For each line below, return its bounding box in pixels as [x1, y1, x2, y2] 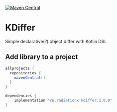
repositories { [9, 70, 41, 75]
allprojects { [5, 66, 35, 71]
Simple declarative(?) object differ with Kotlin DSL [5, 38, 107, 44]
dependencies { [5, 93, 37, 99]
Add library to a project [5, 53, 78, 61]
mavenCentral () [14, 75, 46, 80]
